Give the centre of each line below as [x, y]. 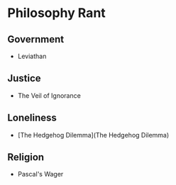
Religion [26, 157]
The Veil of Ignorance [49, 95]
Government [36, 39]
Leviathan [32, 56]
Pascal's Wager [40, 174]
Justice [24, 78]
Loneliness [32, 118]
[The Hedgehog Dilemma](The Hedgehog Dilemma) [93, 135]
